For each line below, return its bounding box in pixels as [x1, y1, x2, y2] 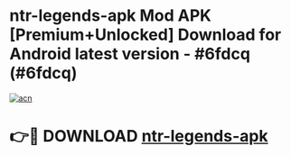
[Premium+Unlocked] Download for [9, 24, 282, 45]
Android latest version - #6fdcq [9, 44, 251, 64]
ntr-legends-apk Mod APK [9, 5, 212, 26]
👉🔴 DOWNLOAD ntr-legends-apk [9, 126, 268, 147]
